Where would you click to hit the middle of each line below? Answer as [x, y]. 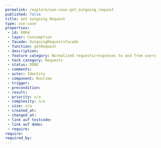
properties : [17, 28]
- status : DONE [23, 65]
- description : [23, 51]
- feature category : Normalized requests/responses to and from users [81, 55]
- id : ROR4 [18, 33]
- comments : [20, 70]
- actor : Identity [26, 74]
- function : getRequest [32, 46]
